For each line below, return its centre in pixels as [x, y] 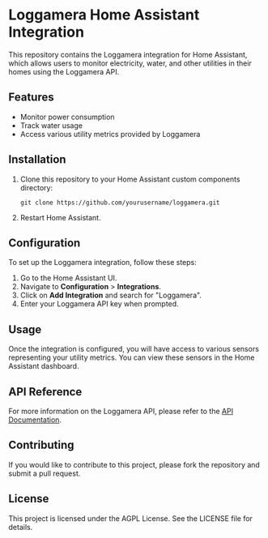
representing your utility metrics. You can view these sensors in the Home [132, 357]
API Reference [45, 392]
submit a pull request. [45, 473]
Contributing [41, 445]
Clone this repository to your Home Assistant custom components [130, 179]
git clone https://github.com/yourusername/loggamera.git [120, 203]
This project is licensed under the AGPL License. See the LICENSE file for [131, 518]
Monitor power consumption [67, 117]
